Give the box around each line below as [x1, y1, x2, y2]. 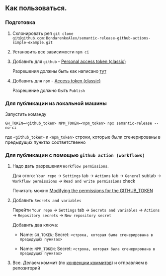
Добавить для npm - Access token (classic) [12, 77, 101, 84]
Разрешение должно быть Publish [12, 87, 85, 93]
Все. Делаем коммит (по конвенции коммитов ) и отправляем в [12, 260, 148, 266]
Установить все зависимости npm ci [12, 48, 89, 54]
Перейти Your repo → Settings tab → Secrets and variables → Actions [12, 207, 160, 213]
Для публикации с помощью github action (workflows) [5, 152, 145, 159]
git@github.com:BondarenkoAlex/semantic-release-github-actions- [12, 35, 151, 40]
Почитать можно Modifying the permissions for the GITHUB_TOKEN [12, 188, 153, 194]
